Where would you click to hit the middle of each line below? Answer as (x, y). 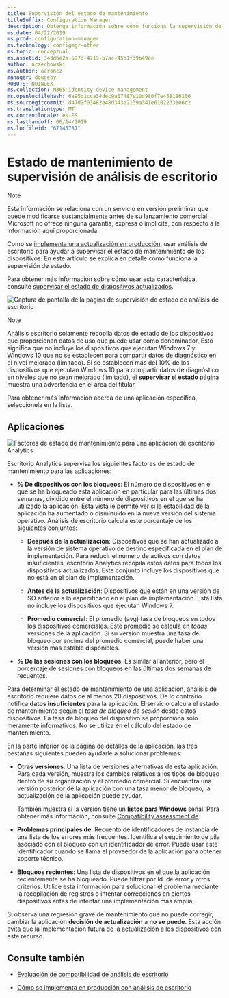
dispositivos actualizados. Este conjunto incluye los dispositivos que (123, 570)
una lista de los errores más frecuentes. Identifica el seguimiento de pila (118, 837)
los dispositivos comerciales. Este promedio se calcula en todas (117, 626)
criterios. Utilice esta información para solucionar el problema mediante (118, 887)
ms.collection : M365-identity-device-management (78, 90)
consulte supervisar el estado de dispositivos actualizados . (90, 287)
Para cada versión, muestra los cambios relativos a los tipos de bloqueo (118, 774)
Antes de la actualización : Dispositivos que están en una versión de (123, 591)
